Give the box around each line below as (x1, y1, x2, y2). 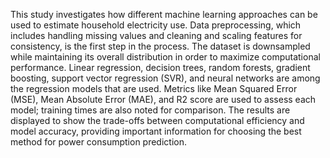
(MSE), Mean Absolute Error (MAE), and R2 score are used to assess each (10, 94, 317, 105)
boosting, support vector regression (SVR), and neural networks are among (10, 72, 321, 84)
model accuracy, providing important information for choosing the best (10, 125, 302, 137)
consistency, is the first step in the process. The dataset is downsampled (10, 40, 311, 52)
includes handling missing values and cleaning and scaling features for (10, 30, 303, 41)
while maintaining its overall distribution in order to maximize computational (10, 51, 321, 63)
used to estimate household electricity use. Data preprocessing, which (10, 19, 302, 31)
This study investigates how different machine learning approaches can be (10, 9, 318, 20)
